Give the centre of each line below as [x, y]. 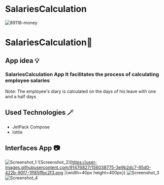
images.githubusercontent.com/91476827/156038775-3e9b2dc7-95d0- [78, 167]
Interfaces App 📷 [33, 148]
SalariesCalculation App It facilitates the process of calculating [82, 75]
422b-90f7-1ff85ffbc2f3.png [34, 173]
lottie [17, 132]
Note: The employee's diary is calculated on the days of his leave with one [81, 91]
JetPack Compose [31, 127]
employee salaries [28, 80]
